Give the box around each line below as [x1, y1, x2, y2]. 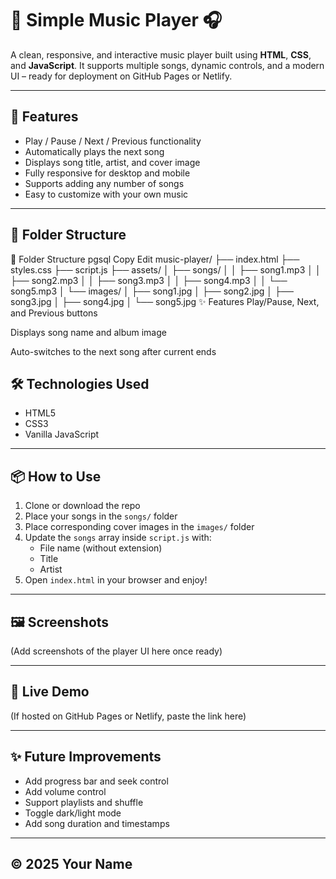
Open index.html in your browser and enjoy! [24, 574, 208, 586]
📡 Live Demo [10, 683, 90, 701]
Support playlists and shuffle [24, 796, 144, 808]
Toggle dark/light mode [24, 807, 122, 819]
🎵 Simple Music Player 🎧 [10, 9, 223, 32]
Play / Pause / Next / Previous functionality [24, 135, 202, 147]
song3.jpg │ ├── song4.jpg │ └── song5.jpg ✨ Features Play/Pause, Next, [10, 295, 320, 307]
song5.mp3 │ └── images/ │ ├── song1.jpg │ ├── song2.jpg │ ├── [10, 285, 294, 297]
